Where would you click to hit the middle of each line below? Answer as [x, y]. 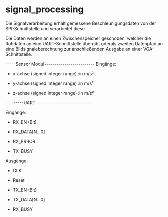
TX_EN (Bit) [24, 190]
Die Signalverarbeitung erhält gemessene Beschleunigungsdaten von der [81, 23]
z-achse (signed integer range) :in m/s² [53, 93]
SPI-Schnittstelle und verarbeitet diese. [46, 28]
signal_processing [44, 9]
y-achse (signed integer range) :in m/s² [53, 83]
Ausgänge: [16, 161]
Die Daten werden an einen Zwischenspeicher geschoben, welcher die [78, 38]
